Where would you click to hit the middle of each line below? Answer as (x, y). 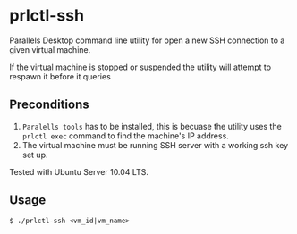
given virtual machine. (50, 49)
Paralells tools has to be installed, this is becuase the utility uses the (152, 126)
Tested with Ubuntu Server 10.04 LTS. (79, 171)
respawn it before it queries (60, 76)
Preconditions (49, 105)
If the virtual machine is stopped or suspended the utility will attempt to (140, 67)
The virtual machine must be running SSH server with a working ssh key (155, 145)
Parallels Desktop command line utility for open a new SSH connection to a (147, 40)
